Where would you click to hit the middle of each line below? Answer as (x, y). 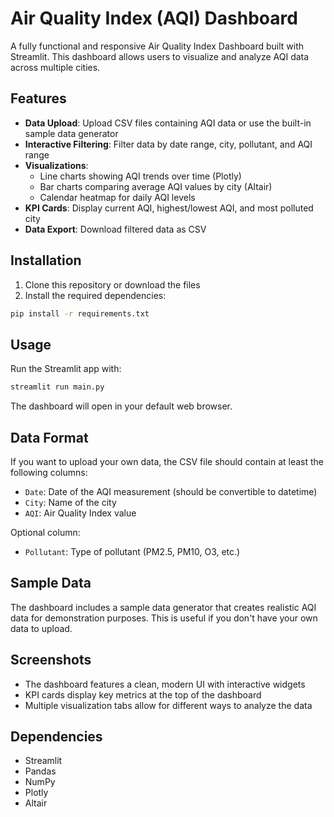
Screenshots (51, 660)
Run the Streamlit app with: (66, 369)
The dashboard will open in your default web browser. (121, 406)
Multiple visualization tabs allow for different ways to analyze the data (168, 705)
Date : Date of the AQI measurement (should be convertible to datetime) (171, 491)
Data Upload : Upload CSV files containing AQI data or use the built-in (168, 123)
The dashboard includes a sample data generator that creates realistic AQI (163, 607)
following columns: (49, 472)
